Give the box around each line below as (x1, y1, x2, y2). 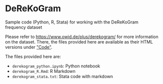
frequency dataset (5, 24, 43, 30)
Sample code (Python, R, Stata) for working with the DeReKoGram (5, 19, 139, 25)
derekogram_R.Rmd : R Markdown (12, 68, 76, 74)
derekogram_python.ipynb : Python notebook (12, 63, 101, 69)
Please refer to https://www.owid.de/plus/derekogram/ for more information (5, 34, 159, 40)
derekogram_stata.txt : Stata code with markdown (12, 73, 113, 79)
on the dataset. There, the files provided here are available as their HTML (5, 39, 153, 44)
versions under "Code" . (5, 44, 53, 50)
